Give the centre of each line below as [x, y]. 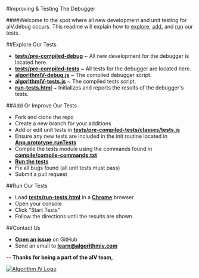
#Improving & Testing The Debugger [51, 9]
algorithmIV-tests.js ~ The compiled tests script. [75, 81]
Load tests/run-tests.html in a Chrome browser [74, 197]
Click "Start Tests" [38, 210]
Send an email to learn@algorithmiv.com [66, 246]
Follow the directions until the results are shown [73, 216]
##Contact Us [23, 228]
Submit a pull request [41, 174]
